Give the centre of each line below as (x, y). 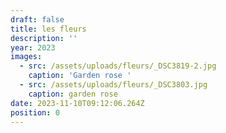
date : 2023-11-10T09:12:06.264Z (77, 103)
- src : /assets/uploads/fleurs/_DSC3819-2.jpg (118, 66)
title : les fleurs (48, 29)
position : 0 (35, 112)
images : (26, 57)
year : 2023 (33, 47)
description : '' (44, 38)
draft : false (37, 19)
